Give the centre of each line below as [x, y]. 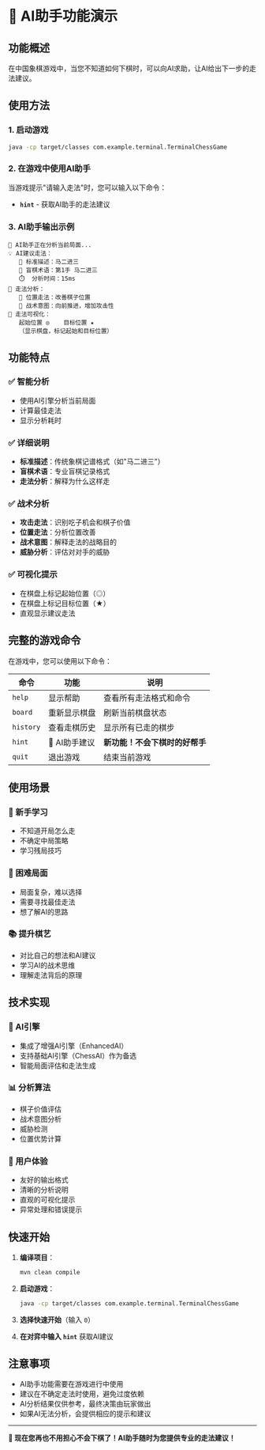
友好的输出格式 [44, 1180]
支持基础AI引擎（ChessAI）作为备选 [78, 1055]
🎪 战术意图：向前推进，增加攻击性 [66, 306]
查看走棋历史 [72, 727]
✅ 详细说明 [29, 442]
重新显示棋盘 [72, 713]
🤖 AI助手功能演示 [63, 16]
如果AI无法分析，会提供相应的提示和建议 [85, 1414]
